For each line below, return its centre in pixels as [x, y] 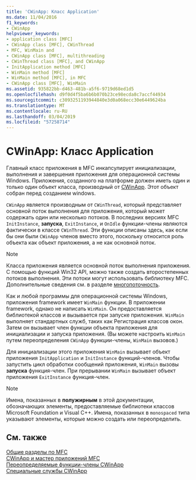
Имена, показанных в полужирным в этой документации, [80, 400]
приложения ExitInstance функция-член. [58, 377]
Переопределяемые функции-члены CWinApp [65, 465]
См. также [27, 438]
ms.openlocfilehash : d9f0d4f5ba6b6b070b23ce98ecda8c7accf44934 [86, 94]
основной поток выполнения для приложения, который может [86, 211]
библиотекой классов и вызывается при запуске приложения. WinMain [95, 315]
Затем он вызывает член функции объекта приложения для [82, 328]
